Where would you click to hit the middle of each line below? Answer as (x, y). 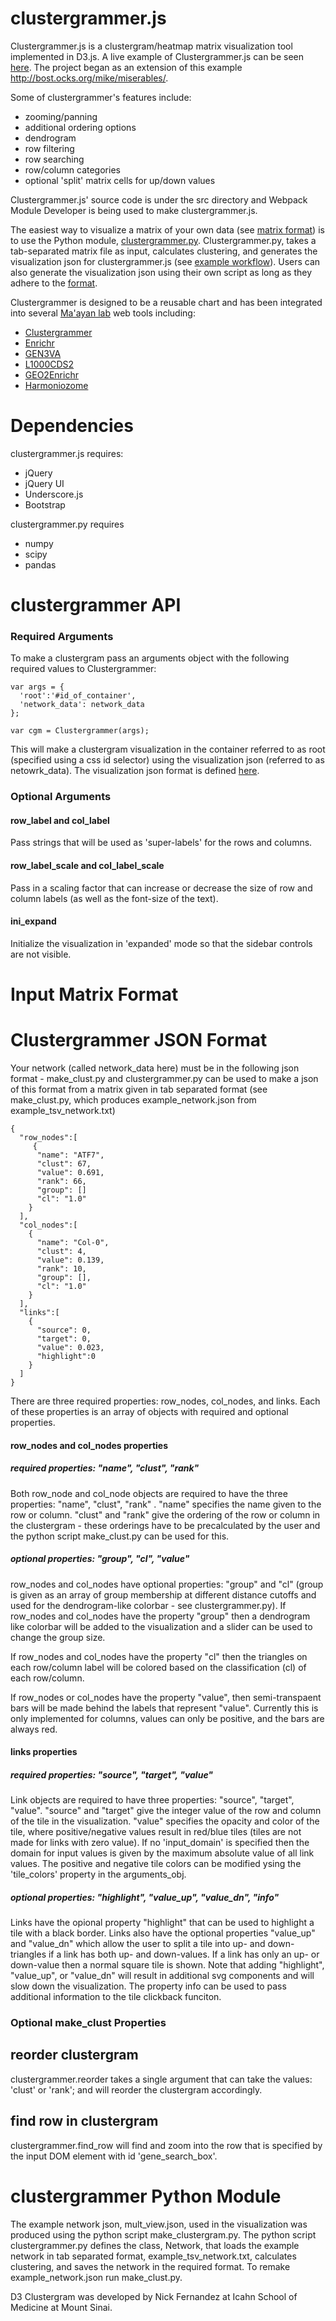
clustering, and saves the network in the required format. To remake (150, 2266)
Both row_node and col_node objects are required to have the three (149, 1493)
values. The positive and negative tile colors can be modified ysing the (156, 1864)
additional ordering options (80, 127)
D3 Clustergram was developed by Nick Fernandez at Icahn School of (154, 2296)
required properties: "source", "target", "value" (112, 1774)
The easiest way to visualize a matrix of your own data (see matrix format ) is (167, 229)
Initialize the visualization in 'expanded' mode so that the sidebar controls (161, 943)
